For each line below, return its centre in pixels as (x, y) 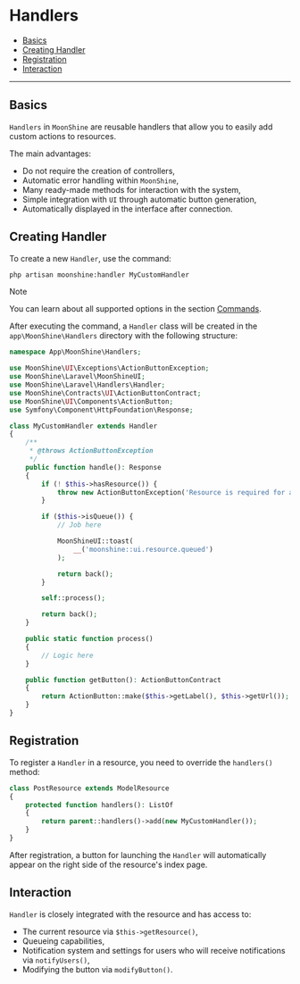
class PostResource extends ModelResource (89, 788)
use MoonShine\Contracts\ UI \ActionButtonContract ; (105, 393)
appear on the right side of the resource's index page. (108, 864)
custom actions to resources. (63, 136)
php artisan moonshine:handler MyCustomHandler (100, 275)
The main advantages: (50, 154)
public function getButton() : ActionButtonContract (123, 680)
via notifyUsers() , (56, 960)
